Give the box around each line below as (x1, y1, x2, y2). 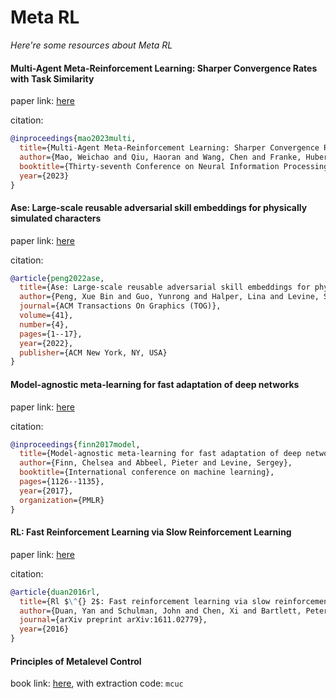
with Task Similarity (10, 72, 95, 85)
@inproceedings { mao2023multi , (10, 134, 137, 144)
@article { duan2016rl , (10, 587, 101, 597)
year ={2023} (19, 171, 70, 181)
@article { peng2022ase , (10, 273, 105, 283)
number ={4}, (19, 319, 70, 330)
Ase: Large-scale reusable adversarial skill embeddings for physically (10, 201, 308, 213)
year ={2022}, (19, 338, 74, 348)
